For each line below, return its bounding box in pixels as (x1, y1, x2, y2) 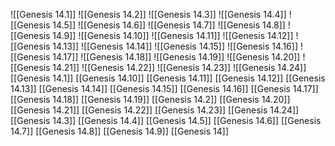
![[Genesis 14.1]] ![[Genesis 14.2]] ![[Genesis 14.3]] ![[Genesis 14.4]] (10, 9, 287, 20)
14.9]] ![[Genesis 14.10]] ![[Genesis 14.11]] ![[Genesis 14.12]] (52, 30, 294, 41)
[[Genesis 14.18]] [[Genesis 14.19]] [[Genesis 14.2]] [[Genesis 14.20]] (10, 94, 291, 105)
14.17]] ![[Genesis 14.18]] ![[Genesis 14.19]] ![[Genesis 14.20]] (52, 51, 301, 63)
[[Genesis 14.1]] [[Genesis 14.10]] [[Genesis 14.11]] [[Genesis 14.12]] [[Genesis (10, 72, 326, 84)
